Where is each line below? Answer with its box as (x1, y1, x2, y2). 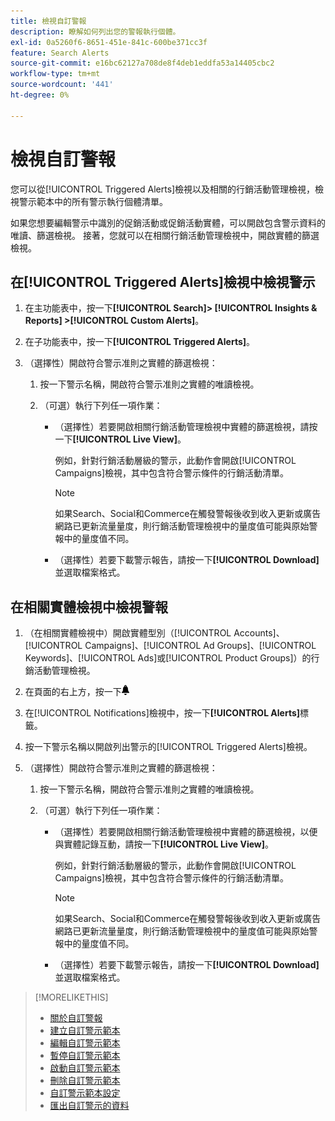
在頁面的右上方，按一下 (24, 686, 122, 698)
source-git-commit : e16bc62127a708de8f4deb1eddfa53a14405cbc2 (10, 58, 275, 69)
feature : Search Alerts (10, 48, 110, 58)
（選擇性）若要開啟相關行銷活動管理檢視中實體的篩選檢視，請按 (54, 421, 318, 433)
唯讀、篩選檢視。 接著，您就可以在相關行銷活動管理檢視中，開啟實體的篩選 (10, 229, 320, 241)
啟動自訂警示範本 (49, 1062, 121, 1074)
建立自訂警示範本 (49, 1025, 121, 1037)
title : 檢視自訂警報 (10, 16, 87, 26)
